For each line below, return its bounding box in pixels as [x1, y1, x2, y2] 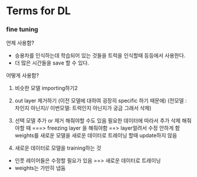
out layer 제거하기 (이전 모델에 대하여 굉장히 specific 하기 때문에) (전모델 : [14, 97, 188, 104]
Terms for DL [6, 4, 71, 18]
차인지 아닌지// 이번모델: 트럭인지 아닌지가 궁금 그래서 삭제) [14, 105, 152, 112]
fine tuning [6, 25, 38, 34]
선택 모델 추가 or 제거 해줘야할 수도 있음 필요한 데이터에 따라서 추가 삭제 [14, 117, 181, 124]
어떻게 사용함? [6, 72, 40, 79]
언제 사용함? [6, 40, 34, 47]
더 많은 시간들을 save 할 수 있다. [14, 59, 89, 66]
